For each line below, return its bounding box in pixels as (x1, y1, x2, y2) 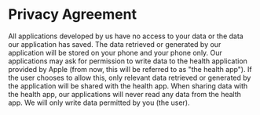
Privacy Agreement (8, 5, 137, 23)
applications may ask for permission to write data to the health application (8, 56, 247, 66)
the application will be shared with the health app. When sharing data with (8, 81, 248, 91)
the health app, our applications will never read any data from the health (8, 89, 242, 99)
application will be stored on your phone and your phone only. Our (8, 48, 222, 57)
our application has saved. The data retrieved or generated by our (8, 39, 222, 49)
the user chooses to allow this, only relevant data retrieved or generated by (8, 73, 251, 82)
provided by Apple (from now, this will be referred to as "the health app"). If (8, 64, 253, 74)
